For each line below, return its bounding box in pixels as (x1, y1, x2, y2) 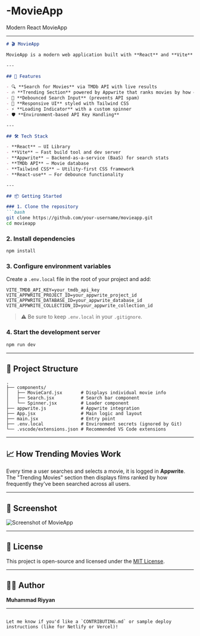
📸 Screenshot (6, 503, 58, 513)
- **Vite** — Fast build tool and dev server (6, 149, 121, 155)
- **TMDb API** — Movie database (6, 161, 89, 167)
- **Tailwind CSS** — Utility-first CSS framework (6, 166, 135, 172)
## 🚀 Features (6, 73, 42, 79)
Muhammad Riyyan (6, 596, 55, 603)
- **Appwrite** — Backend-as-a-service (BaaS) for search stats (6, 155, 169, 161)
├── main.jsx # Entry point (6, 416, 116, 422)
